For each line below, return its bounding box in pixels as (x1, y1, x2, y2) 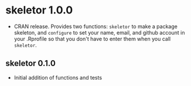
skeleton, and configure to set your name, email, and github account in (13, 29, 185, 36)
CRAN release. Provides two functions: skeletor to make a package (13, 23, 178, 30)
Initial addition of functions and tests (13, 74, 103, 81)
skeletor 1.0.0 (5, 4, 73, 17)
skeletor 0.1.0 (5, 59, 56, 68)
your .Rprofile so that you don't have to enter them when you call (13, 35, 171, 42)
